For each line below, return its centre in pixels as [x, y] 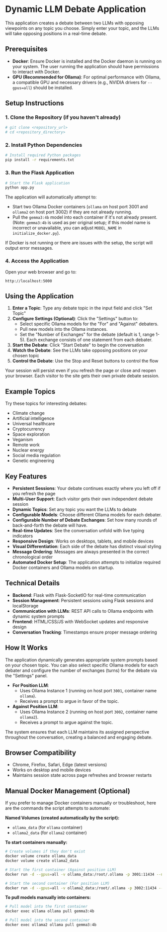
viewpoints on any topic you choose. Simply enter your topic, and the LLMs [82, 28]
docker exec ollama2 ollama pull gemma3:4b [51, 925]
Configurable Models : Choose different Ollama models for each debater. [87, 515]
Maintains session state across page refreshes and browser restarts [82, 775]
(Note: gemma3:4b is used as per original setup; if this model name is [81, 223]
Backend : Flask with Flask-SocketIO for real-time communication [79, 595]
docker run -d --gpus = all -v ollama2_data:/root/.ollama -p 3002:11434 [81, 888]
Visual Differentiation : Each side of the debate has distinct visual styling [87, 547]
